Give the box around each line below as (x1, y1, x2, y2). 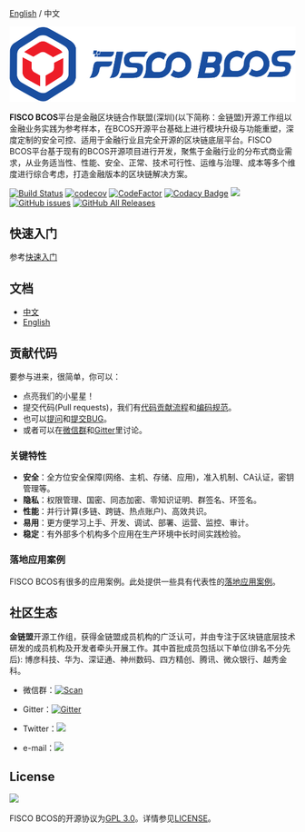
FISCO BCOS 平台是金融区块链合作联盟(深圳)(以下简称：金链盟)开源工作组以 (9, 112, 292, 123)
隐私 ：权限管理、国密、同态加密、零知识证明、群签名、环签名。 (22, 494, 261, 506)
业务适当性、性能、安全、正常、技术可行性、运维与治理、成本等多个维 (33, 157, 296, 168)
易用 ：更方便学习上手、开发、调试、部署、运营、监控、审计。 (22, 517, 254, 529)
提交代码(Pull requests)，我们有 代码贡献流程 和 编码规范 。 (22, 402, 237, 413)
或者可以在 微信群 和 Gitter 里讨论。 (22, 425, 148, 436)
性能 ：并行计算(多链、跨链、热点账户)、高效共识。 (22, 506, 212, 517)
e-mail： (22, 742, 55, 753)
